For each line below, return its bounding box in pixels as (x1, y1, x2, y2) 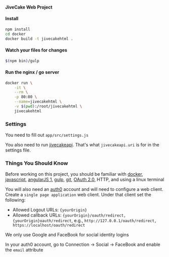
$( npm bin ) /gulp (5, 58, 39, 63)
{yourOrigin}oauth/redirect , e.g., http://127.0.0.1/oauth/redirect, (12, 218, 157, 224)
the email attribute (5, 247, 43, 253)
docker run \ (5, 80, 33, 85)
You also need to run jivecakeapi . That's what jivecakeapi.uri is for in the (5, 142, 160, 148)
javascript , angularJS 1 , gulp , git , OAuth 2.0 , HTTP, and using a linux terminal (5, 177, 164, 183)
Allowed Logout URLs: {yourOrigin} (12, 207, 87, 213)
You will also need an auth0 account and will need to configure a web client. (5, 186, 163, 192)
